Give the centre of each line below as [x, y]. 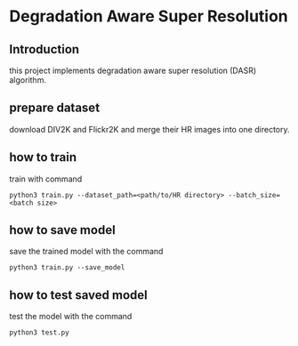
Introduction [44, 49]
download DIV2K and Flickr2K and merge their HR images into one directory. [149, 129]
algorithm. [28, 80]
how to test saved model [79, 295]
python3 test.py [39, 333]
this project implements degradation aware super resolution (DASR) [133, 70]
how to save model [62, 230]
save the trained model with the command [86, 252]
